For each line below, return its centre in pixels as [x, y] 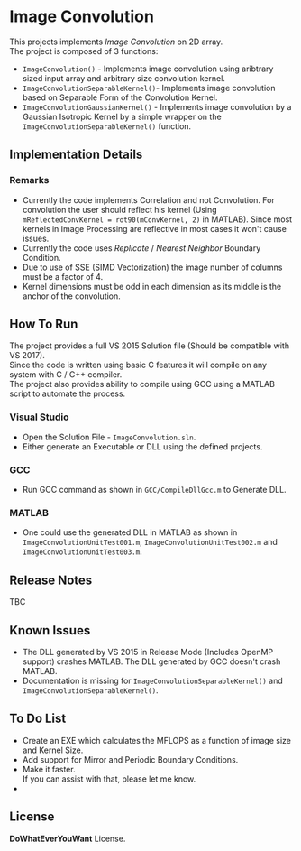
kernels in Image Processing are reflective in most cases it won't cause [154, 228]
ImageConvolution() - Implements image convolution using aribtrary [148, 69]
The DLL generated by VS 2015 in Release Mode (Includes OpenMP [147, 652]
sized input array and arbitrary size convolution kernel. [123, 78]
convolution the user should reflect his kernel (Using [120, 209]
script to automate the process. [68, 393]
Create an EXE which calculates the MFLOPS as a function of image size [156, 740]
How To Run [44, 324]
